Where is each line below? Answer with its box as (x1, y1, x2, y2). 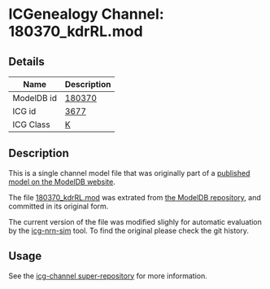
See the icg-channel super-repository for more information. (8, 270, 207, 281)
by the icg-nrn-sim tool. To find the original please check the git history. (8, 226, 250, 235)
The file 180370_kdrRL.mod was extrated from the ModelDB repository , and (8, 192, 262, 202)
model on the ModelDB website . (8, 177, 116, 186)
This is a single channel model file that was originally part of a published (8, 168, 250, 177)
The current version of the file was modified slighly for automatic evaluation (8, 217, 263, 226)
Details (8, 55, 45, 68)
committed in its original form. (8, 201, 109, 211)
